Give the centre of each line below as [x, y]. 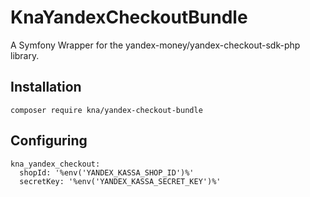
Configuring [49, 141]
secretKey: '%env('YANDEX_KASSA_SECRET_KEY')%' [120, 181]
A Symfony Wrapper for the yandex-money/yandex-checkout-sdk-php [155, 45]
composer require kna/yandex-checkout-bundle [106, 110]
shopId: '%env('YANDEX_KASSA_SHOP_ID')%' [107, 172]
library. [25, 55]
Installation [46, 87]
